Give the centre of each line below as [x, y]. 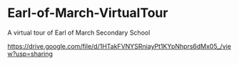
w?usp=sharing [30, 54]
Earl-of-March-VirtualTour [88, 13]
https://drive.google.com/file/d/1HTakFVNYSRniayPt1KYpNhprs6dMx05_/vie [119, 46]
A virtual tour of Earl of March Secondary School [79, 32]
